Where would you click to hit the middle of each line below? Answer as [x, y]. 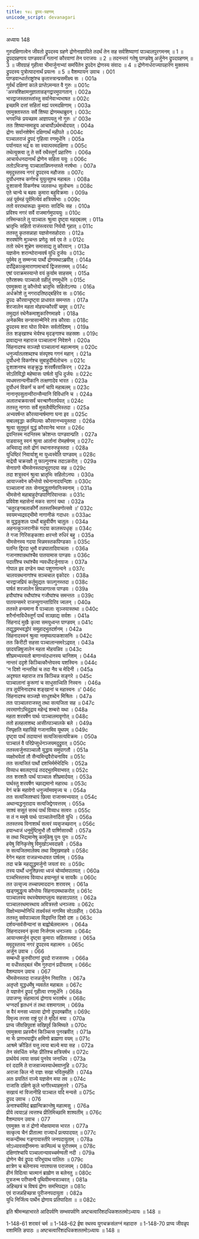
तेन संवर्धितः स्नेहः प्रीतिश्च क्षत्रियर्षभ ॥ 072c [48, 1052]
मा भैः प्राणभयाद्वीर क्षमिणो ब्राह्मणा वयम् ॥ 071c [48, 1038]
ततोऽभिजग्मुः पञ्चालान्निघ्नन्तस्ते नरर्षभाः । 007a [51, 165]
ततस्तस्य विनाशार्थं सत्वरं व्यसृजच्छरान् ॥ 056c [51, 824]
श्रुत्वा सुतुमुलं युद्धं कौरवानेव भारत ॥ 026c [45, 427]
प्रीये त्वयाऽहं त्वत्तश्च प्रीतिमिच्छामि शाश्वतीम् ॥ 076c [54, 1112]
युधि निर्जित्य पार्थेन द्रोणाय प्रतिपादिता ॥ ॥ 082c [51, 1200]
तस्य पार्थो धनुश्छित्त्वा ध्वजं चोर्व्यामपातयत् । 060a [53, 870]
